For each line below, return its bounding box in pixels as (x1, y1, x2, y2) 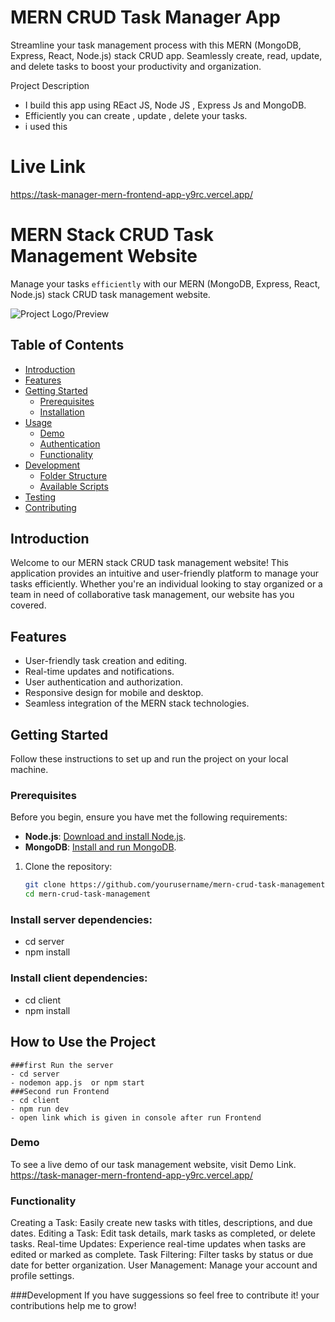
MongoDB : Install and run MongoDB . (24, 841, 177, 853)
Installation (39, 406, 85, 418)
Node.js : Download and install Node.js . (24, 831, 187, 843)
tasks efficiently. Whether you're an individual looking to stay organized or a (10, 578, 323, 590)
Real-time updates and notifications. (24, 666, 175, 678)
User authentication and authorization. (24, 676, 184, 688)
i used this (24, 120, 68, 132)
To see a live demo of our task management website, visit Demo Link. (10, 1158, 297, 1170)
